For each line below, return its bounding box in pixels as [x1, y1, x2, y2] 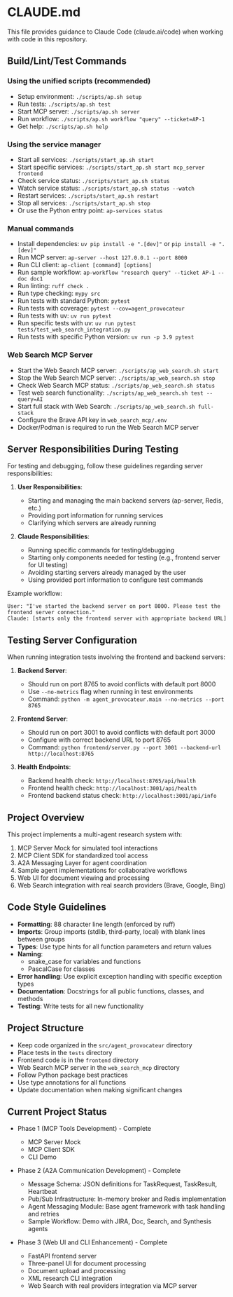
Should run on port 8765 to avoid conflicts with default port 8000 [27, 680, 216, 688]
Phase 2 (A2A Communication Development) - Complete [17, 1167, 181, 1175]
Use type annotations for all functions [17, 1078, 127, 1087]
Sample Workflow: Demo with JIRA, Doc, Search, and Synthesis [27, 1217, 212, 1225]
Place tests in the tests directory [17, 1048, 113, 1057]
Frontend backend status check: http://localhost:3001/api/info [27, 792, 217, 800]
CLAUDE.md [7, 4, 81, 20]
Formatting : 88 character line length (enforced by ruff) [17, 920, 176, 928]
